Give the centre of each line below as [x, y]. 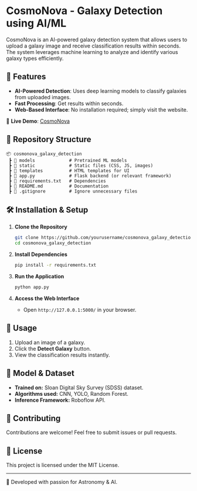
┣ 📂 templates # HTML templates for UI [69, 171]
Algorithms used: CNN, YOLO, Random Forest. [72, 394]
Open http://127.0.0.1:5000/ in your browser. [80, 310]
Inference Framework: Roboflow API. [60, 400]
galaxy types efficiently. [35, 58]
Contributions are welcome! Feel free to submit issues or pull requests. [91, 432]
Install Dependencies [41, 254]
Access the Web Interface [47, 298]
